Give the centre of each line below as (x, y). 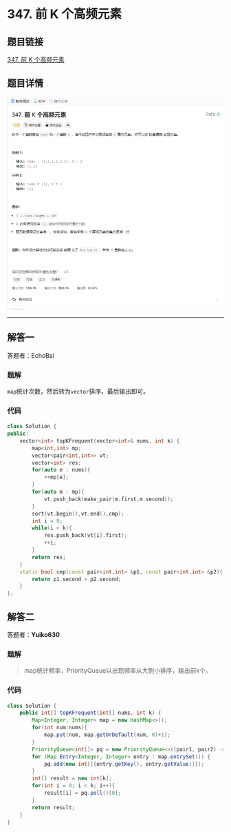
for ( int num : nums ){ (60, 728)
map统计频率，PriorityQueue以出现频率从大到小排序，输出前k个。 (118, 671)
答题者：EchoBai (31, 355)
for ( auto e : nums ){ (61, 470)
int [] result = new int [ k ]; (72, 779)
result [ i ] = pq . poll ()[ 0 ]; (82, 793)
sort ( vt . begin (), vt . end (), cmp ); (78, 514)
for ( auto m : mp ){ (58, 492)
